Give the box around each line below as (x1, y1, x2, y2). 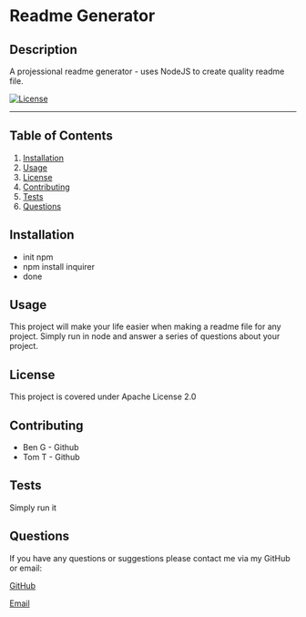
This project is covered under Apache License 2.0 (9, 391, 197, 402)
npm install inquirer (22, 261, 96, 272)
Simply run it (9, 502, 57, 513)
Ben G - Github (22, 442, 79, 453)
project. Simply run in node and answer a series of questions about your (9, 331, 280, 342)
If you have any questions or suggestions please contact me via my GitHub (9, 552, 291, 563)
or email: (9, 562, 43, 573)
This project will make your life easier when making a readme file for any (9, 321, 281, 333)
